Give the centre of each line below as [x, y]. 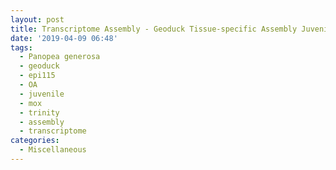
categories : [35, 141]
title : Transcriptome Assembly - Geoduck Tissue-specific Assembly [154, 29]
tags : [21, 47]
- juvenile [42, 94]
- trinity [39, 112]
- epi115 [37, 76]
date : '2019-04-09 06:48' [64, 38]
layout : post [37, 19]
